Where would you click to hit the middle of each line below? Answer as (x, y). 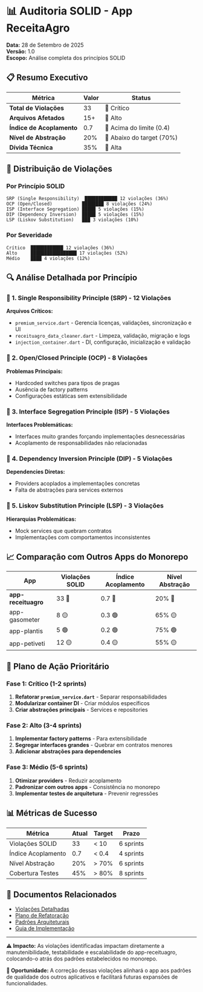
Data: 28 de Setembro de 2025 (45, 45)
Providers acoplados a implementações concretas (77, 484)
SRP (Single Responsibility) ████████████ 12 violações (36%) (88, 199)
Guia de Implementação (45, 928)
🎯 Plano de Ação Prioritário (58, 666)
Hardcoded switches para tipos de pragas (67, 383)
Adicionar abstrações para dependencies (68, 751)
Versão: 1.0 (21, 51)
